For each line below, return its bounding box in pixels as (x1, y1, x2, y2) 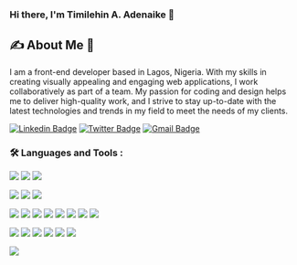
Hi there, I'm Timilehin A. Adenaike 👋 (9, 8, 175, 21)
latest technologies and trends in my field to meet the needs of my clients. (9, 105, 289, 116)
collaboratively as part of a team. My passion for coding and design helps (9, 86, 287, 97)
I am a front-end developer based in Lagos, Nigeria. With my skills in (9, 66, 267, 77)
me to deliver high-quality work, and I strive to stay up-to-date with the (9, 95, 277, 106)
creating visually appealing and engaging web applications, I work (9, 76, 259, 87)
